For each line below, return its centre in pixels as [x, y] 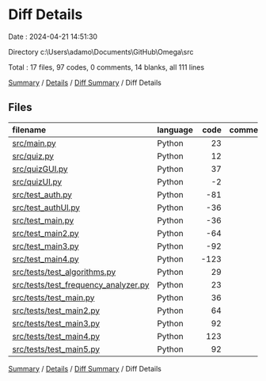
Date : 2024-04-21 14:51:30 [53, 36]
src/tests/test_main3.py [56, 323]
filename [29, 130]
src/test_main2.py [46, 233]
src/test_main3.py [46, 246]
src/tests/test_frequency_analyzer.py [81, 284]
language [175, 130]
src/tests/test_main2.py [56, 311]
